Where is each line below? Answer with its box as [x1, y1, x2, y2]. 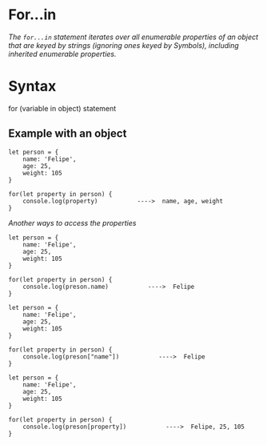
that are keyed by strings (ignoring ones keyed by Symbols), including [8, 40, 240, 50]
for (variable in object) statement [8, 103, 117, 113]
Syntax [8, 78, 57, 95]
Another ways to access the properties [8, 218, 137, 227]
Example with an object [8, 126, 127, 141]
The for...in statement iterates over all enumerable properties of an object [8, 32, 258, 42]
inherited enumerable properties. [8, 49, 118, 58]
